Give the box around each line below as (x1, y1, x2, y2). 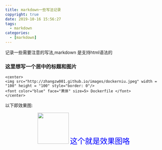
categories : (5, 30, 30, 35)
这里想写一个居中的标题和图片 (5, 63, 77, 70)
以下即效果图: (5, 103, 33, 109)
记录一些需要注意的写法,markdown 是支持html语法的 (5, 49, 113, 55)
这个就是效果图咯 (69, 137, 130, 146)
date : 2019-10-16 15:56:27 (5, 16, 61, 21)
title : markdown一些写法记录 (5, 7, 61, 12)
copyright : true (5, 12, 39, 17)
